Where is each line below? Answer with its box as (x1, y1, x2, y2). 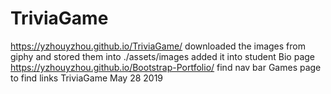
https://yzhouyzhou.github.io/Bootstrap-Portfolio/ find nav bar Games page (10, 61, 322, 73)
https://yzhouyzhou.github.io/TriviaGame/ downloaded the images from (10, 40, 306, 52)
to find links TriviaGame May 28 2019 (10, 72, 164, 84)
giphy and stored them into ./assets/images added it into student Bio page (10, 50, 316, 62)
